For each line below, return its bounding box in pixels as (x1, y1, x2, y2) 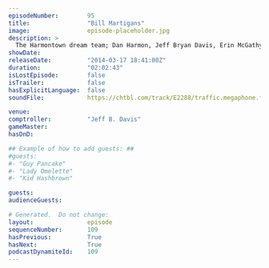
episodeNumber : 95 (8, 11, 94, 20)
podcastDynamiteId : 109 (8, 248, 98, 256)
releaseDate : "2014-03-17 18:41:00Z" (8, 57, 167, 65)
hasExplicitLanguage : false (8, 86, 106, 94)
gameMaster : (8, 123, 48, 131)
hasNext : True (8, 241, 102, 249)
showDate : (8, 49, 42, 57)
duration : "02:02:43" (8, 64, 124, 72)
